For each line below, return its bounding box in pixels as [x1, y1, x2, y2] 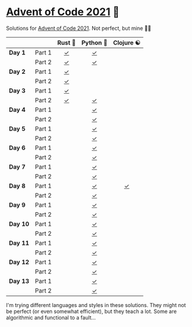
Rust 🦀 [57, 38, 76, 46]
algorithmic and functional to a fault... [6, 314, 96, 321]
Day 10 [9, 220, 30, 228]
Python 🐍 [81, 38, 108, 46]
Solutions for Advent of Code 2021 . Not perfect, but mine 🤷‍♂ [6, 25, 152, 32]
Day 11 [9, 239, 30, 247]
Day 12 [9, 258, 30, 266]
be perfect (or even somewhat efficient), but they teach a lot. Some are [6, 308, 177, 315]
